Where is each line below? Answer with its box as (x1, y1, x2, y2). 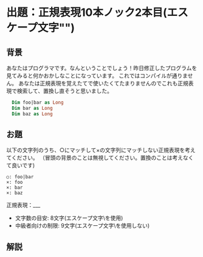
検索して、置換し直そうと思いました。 (16, 87, 112, 95)
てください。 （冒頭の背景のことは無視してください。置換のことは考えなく (6, 154, 194, 162)
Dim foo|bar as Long (12, 100, 64, 106)
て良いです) (6, 162, 35, 169)
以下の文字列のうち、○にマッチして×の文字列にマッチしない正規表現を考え (6, 147, 196, 154)
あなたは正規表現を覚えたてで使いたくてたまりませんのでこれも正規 (18, 80, 188, 87)
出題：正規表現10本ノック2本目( (6, 5, 167, 20)
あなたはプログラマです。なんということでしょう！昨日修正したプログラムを (6, 65, 198, 71)
